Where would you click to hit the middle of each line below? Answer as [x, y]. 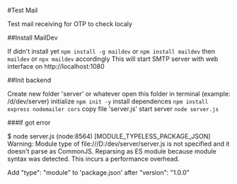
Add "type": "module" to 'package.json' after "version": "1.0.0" [98, 172]
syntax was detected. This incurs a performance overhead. [93, 159]
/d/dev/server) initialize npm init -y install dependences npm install [108, 101]
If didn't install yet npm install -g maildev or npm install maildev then [111, 51]
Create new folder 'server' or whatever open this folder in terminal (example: [119, 94]
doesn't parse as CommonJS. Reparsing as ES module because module [112, 151]
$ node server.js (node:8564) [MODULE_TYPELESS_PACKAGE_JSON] [109, 136]
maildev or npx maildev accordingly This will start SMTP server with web [113, 59]
